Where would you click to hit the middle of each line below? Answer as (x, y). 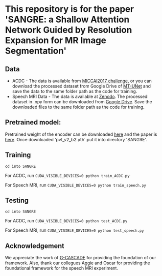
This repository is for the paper (69, 9)
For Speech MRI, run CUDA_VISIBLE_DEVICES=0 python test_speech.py (75, 230)
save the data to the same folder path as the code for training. (74, 91)
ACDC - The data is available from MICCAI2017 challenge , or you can (82, 81)
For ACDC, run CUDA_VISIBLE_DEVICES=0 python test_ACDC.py (66, 221)
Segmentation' (36, 51)
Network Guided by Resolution (69, 30)
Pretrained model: (33, 122)
